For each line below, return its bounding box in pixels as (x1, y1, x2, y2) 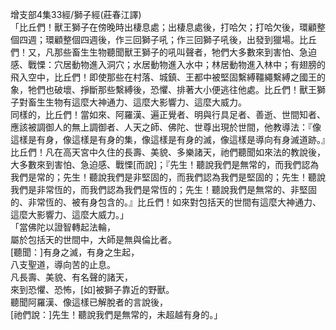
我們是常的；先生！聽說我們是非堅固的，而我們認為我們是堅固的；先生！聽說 (10, 171, 326, 183)
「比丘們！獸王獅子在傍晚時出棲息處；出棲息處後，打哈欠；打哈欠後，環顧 (10, 21, 317, 33)
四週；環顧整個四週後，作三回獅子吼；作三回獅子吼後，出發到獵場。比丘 (18, 34, 317, 45)
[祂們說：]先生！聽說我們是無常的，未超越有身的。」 (10, 309, 223, 320)
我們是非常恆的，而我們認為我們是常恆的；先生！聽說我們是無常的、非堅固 (10, 184, 317, 195)
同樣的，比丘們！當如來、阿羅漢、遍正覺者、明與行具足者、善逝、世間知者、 (10, 109, 326, 120)
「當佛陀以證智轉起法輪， (10, 221, 116, 233)
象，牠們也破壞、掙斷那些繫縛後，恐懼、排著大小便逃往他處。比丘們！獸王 (10, 84, 317, 95)
